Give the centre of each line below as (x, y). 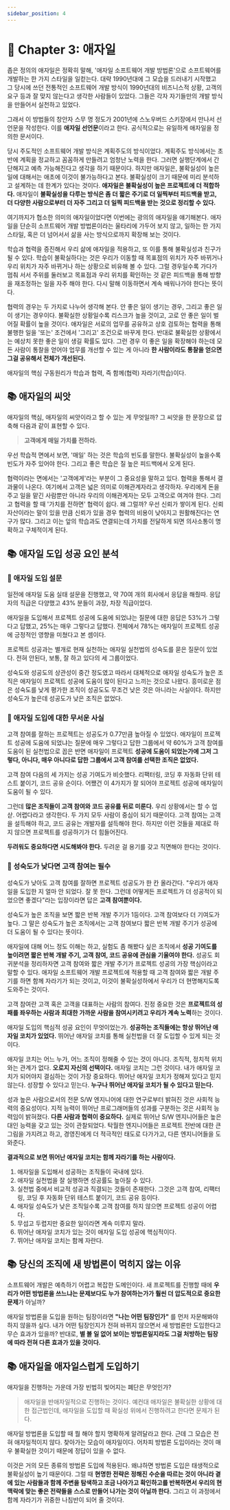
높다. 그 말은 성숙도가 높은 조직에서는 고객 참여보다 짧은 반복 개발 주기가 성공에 (112, 923)
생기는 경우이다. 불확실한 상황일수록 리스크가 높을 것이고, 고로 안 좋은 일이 (113, 315)
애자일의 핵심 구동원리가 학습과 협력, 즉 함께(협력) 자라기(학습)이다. (97, 373)
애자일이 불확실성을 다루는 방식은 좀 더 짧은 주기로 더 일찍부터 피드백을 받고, (116, 194)
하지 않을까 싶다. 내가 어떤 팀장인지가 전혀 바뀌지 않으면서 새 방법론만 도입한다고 (114, 1326)
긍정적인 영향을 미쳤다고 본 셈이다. (60, 635)
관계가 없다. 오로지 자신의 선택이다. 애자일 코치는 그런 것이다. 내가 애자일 (116, 1068)
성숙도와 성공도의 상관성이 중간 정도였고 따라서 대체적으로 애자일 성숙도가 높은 (112, 673)
